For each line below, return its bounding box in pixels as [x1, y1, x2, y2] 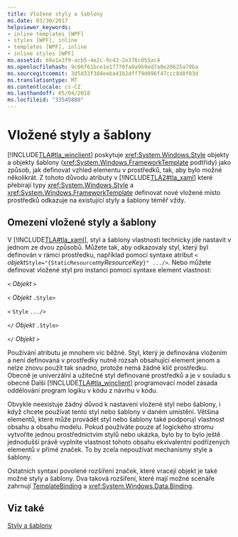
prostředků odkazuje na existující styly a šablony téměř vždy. [7, 196, 186, 204]
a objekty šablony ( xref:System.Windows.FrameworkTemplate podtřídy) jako [7, 158, 232, 166]
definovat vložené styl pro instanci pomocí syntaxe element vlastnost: [7, 265, 212, 274]
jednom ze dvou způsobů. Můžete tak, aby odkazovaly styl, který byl [7, 243, 208, 251]
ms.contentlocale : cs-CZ [7, 83, 81, 90]
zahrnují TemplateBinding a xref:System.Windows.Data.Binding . [7, 482, 194, 490]
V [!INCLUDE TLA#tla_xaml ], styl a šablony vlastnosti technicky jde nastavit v [7, 235, 232, 244]
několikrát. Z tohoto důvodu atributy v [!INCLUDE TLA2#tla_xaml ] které [7, 173, 213, 181]
